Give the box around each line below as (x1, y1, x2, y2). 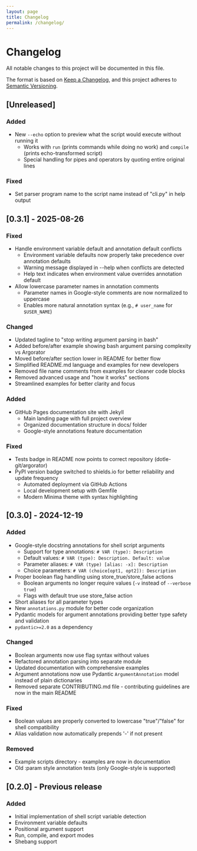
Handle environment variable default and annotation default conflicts (14, 245, 182, 252)
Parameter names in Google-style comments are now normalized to (23, 289, 188, 296)
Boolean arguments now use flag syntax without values (14, 652, 149, 659)
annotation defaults (23, 257, 71, 265)
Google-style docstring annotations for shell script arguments (14, 541, 165, 549)
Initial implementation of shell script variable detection (14, 813, 146, 820)
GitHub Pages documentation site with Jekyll (14, 408, 124, 415)
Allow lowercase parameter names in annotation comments (14, 282, 159, 290)
